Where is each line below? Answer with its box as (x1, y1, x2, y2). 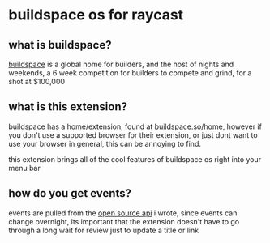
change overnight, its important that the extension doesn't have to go (8, 216, 240, 226)
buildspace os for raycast (8, 6, 184, 24)
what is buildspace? (8, 38, 112, 52)
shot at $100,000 (8, 77, 66, 86)
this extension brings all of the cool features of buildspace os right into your (8, 154, 262, 164)
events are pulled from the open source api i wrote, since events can (8, 208, 238, 218)
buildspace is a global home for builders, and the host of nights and (8, 59, 234, 69)
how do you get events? (8, 186, 132, 200)
